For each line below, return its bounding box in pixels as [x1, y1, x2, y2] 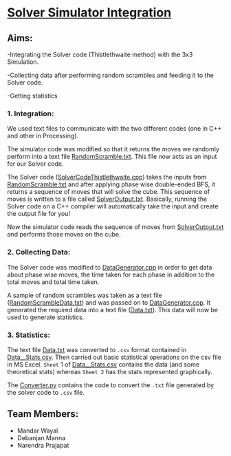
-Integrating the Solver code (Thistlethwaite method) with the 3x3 [7, 50, 193, 58]
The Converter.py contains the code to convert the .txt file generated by [7, 380, 214, 389]
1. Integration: [7, 109, 54, 118]
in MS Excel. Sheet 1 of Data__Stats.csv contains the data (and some [7, 360, 200, 369]
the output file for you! [7, 210, 71, 218]
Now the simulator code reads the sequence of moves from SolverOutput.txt [7, 223, 224, 231]
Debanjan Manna [16, 433, 66, 442]
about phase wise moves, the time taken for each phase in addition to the [7, 270, 215, 279]
